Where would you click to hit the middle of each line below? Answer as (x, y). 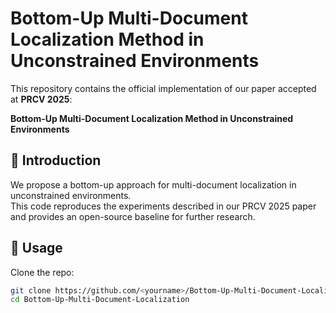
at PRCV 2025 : (41, 99)
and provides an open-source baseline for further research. (133, 216)
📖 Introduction (56, 160)
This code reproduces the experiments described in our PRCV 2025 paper (163, 206)
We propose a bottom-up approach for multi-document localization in (153, 184)
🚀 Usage (36, 248)
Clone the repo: (42, 272)
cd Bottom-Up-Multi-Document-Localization (100, 300)
